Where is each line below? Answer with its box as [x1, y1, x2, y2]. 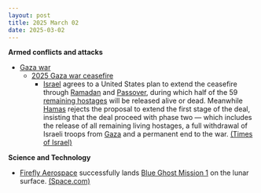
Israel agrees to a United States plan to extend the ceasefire [42, 79, 237, 89]
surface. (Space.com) [19, 177, 90, 186]
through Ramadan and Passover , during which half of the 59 [42, 88, 238, 97]
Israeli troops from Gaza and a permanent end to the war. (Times [42, 129, 253, 139]
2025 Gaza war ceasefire [31, 71, 114, 81]
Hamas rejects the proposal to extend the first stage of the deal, [42, 104, 250, 114]
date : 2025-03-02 [8, 26, 65, 34]
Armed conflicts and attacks [8, 48, 104, 57]
